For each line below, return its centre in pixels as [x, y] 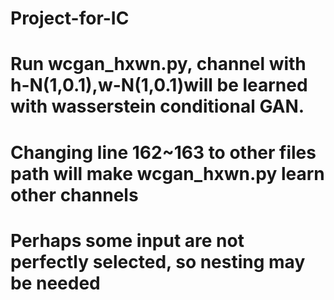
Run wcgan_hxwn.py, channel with [158, 64]
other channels [74, 194]
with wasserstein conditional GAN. [157, 106]
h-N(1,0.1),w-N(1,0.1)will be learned [159, 85]
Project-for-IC [70, 18]
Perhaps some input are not [127, 240]
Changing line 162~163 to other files [163, 152]
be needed [55, 283]
